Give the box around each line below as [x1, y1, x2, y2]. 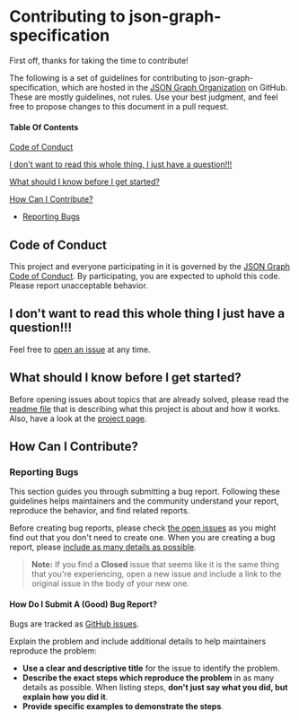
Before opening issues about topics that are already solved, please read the [9, 393, 289, 405]
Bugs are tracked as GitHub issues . [9, 619, 139, 629]
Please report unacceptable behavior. [9, 280, 148, 291]
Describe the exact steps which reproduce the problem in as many [22, 672, 275, 683]
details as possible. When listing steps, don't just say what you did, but [22, 682, 288, 693]
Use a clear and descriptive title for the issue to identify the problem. [22, 663, 280, 674]
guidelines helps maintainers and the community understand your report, [9, 496, 280, 506]
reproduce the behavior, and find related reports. [9, 505, 190, 516]
